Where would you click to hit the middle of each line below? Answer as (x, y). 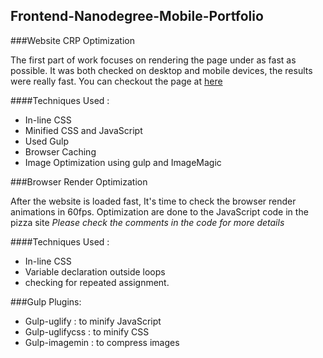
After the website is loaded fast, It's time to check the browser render (153, 201)
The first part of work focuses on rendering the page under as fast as (153, 60)
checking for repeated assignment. (97, 282)
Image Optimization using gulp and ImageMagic (123, 162)
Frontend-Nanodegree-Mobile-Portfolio (137, 16)
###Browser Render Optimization (79, 181)
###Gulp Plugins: (46, 301)
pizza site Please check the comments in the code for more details (147, 222)
